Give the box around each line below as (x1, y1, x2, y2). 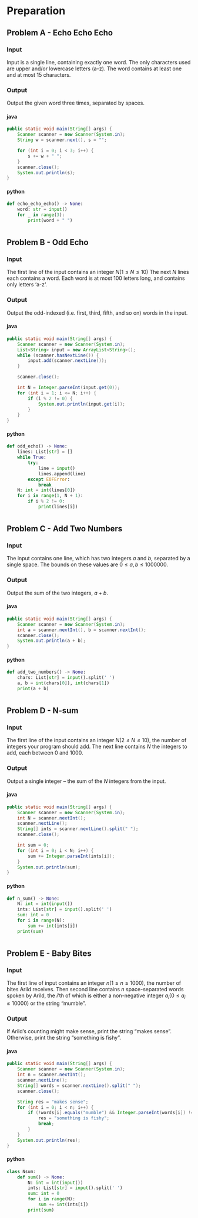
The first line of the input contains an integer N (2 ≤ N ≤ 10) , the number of (6, 737, 187, 744)
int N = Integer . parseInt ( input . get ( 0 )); (17, 385, 120, 391)
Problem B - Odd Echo (6, 237, 89, 247)
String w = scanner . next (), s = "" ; (17, 137, 108, 143)
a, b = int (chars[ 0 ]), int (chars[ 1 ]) (17, 680, 110, 686)
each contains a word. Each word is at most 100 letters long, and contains (6, 275, 185, 282)
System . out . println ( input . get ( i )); (38, 401, 126, 407)
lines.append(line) (38, 471, 86, 476)
